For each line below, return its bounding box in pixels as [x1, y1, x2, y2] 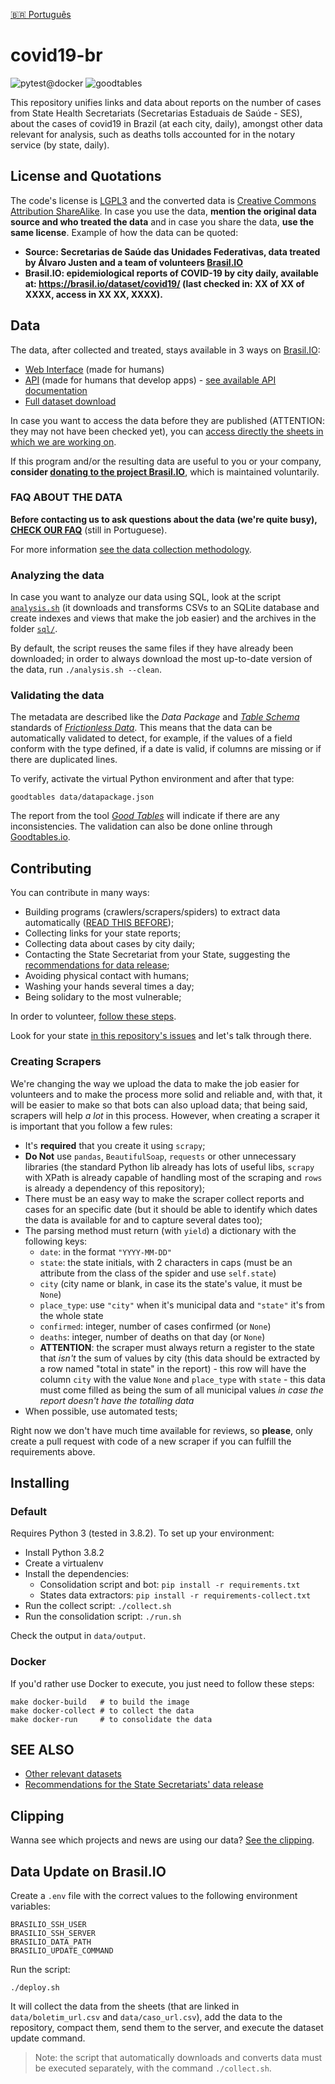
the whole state [39, 1309, 104, 1321]
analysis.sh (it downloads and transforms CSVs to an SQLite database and [10, 602, 320, 614]
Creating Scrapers [10, 1055, 102, 1069]
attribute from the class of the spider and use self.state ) [39, 1267, 277, 1279]
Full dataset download [24, 395, 117, 407]
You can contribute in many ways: [10, 887, 150, 899]
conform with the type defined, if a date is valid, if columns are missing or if [10, 743, 322, 755]
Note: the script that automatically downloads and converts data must [34, 2051, 323, 2063]
